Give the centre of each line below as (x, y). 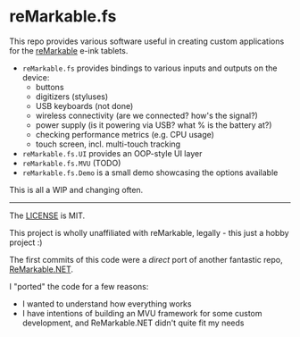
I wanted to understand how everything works (107, 303)
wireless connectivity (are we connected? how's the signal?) (147, 115)
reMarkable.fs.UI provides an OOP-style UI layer (112, 153)
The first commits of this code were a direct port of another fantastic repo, (146, 259)
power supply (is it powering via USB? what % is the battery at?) (154, 125)
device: (36, 77)
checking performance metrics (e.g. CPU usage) (125, 134)
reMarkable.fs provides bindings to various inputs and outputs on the (150, 68)
